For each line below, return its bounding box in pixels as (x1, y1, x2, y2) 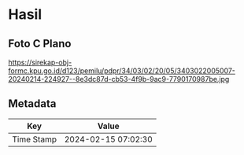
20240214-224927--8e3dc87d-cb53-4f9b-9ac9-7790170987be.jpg (8, 75, 230, 83)
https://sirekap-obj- (8, 57, 72, 67)
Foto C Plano (8, 37, 72, 50)
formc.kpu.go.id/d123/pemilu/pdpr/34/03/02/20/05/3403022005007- (8, 66, 236, 76)
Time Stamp (12, 134, 57, 145)
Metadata (8, 97, 57, 111)
